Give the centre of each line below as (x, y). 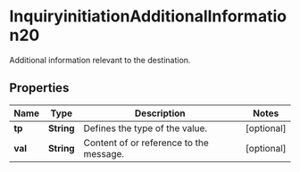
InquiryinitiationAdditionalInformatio (148, 16)
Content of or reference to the (146, 143)
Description (160, 113)
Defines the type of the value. (146, 128)
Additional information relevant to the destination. (100, 60)
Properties (39, 88)
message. (104, 153)
